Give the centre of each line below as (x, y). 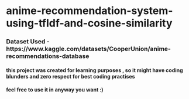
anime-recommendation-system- (90, 11)
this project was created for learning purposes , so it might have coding (94, 70)
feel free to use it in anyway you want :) (55, 90)
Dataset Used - (28, 42)
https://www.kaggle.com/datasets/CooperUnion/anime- (89, 49)
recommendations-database (48, 56)
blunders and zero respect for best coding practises (71, 76)
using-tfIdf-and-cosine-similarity (89, 23)
